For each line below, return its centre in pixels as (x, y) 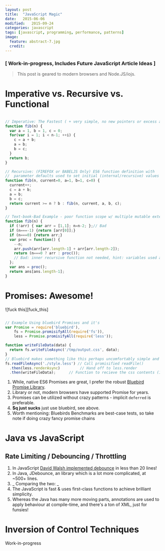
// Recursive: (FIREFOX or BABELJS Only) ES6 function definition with (80, 171)
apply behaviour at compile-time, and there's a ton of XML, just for (80, 505)
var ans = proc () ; (28, 267)
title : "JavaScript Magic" (34, 14)
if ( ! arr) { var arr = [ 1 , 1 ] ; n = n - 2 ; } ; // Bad (58, 226)
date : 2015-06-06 (25, 19)
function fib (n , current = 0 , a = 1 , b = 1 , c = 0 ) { (53, 181)
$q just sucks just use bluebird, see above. (56, 408)
